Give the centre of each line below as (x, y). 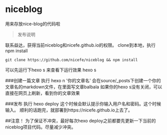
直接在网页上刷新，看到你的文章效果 (43, 93)
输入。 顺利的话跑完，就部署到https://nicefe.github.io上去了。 (69, 110)
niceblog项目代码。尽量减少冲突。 (41, 127)
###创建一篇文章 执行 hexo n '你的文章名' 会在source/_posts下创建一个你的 (83, 80)
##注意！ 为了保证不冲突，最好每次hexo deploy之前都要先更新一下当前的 (81, 120)
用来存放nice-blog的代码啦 (33, 24)
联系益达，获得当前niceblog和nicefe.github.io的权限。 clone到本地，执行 (80, 45)
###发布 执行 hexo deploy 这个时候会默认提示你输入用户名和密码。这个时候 (83, 103)
